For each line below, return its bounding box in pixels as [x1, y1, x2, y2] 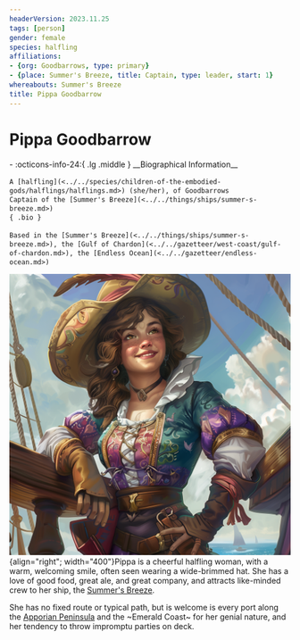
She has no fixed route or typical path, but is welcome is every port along [9, 602, 279, 612]
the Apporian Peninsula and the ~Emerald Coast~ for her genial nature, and [9, 611, 287, 622]
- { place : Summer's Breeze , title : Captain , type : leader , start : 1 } [9, 71, 274, 80]
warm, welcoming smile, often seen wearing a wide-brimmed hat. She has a [9, 565, 288, 576]
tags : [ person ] [9, 23, 66, 33]
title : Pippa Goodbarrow [9, 89, 102, 98]
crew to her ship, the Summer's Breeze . [9, 585, 155, 595]
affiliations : [9, 52, 62, 62]
